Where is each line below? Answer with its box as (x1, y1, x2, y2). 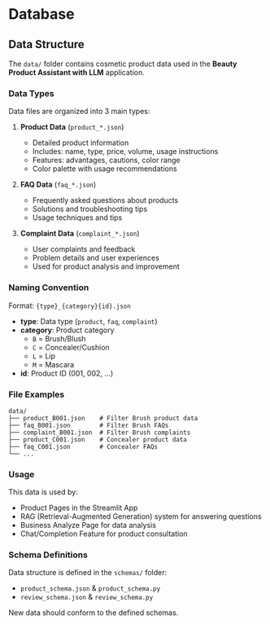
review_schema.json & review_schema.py (20, 592, 154, 602)
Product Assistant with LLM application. (8, 68, 145, 77)
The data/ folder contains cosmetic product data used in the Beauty (8, 59, 237, 68)
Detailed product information (32, 138, 129, 147)
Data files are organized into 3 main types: (8, 107, 150, 116)
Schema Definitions (8, 549, 88, 560)
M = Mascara (32, 359, 75, 369)
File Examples (8, 389, 65, 400)
